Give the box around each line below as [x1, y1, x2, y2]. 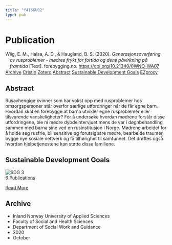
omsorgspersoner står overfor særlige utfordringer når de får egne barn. [5, 103, 158, 109]
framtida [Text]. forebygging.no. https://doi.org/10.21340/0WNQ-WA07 [10, 63, 160, 69]
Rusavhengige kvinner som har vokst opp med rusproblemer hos [5, 97, 142, 104]
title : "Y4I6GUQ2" [5, 7, 45, 13]
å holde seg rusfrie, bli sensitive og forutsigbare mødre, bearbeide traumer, [5, 130, 164, 136]
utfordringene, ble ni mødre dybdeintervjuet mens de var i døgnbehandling [5, 119, 163, 125]
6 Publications [5, 175, 36, 181]
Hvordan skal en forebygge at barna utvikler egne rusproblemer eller [5, 108, 150, 114]
